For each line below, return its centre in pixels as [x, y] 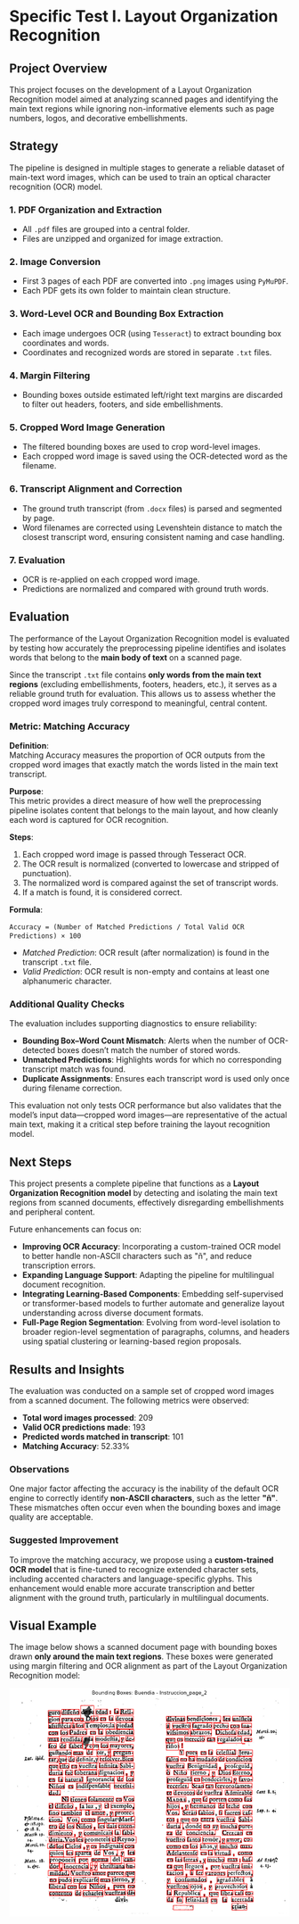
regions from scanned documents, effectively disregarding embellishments [147, 1203]
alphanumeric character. [67, 981]
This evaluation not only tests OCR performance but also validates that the [145, 1106]
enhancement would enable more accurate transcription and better [132, 1588]
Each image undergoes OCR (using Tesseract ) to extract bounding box [152, 333]
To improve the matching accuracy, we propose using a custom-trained [141, 1560]
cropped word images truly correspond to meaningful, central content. [138, 703]
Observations [39, 1469]
